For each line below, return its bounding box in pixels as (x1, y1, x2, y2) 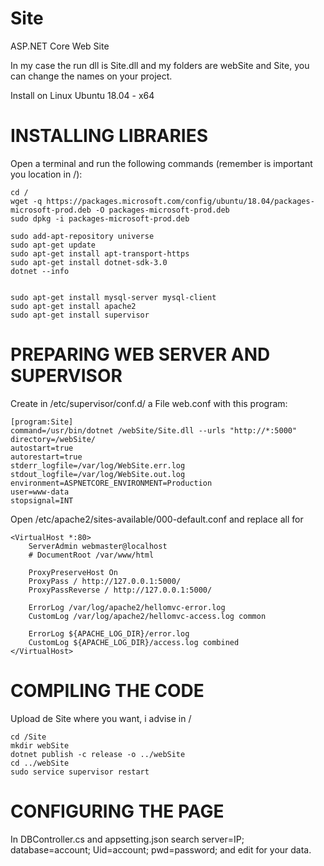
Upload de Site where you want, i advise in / (10, 712, 192, 724)
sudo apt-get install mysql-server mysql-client (10, 292, 217, 302)
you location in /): (10, 168, 83, 180)
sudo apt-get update (10, 240, 97, 250)
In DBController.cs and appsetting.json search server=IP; (10, 833, 245, 845)
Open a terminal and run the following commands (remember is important (10, 157, 313, 169)
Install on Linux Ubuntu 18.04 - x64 (10, 89, 155, 101)
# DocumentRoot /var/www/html (28, 550, 155, 560)
